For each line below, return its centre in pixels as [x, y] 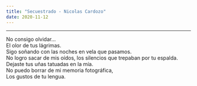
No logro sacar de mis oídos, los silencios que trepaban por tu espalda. [92, 58]
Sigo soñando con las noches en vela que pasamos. [69, 51]
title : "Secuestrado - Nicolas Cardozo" [56, 11]
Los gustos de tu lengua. [36, 76]
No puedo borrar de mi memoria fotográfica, [60, 70]
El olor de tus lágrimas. [34, 45]
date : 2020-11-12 [27, 17]
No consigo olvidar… [31, 39]
